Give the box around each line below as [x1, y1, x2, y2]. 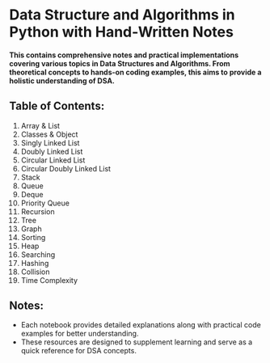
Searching [20, 249, 56, 260]
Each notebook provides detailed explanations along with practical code [20, 320, 261, 330]
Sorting [20, 232, 46, 242]
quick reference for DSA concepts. [20, 346, 137, 356]
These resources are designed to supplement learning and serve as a [20, 337, 253, 347]
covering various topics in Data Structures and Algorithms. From [9, 58, 230, 68]
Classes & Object [20, 129, 78, 139]
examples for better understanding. [20, 329, 139, 339]
